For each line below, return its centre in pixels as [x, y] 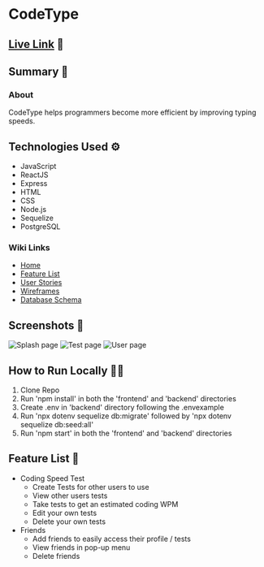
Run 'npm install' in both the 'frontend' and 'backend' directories [128, 398]
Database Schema [51, 300]
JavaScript [38, 167]
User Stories [41, 283]
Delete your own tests [69, 522]
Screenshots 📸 [46, 325]
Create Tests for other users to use [91, 487]
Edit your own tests [65, 513]
